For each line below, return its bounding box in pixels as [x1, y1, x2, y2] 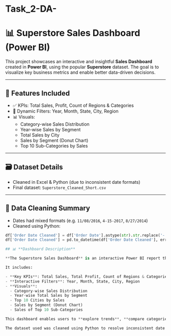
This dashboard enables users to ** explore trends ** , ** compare [5, 316, 145, 321]
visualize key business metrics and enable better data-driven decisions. [5, 69, 156, 75]
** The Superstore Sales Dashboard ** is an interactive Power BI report [5, 256, 160, 261]
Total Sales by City [20, 132, 60, 138]
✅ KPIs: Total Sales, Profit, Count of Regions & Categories [12, 102, 134, 108]
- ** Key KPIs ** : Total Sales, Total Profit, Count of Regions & [5, 274, 145, 279]
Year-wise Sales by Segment [20, 126, 81, 132]
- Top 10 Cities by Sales [10, 298, 65, 303]
